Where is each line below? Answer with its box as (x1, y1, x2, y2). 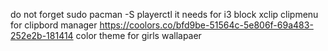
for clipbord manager (10, 19, 98, 31)
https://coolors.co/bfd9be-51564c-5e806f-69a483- (99, 19, 314, 31)
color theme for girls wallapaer (75, 30, 202, 41)
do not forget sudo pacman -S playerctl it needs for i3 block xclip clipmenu (10, 9, 319, 20)
